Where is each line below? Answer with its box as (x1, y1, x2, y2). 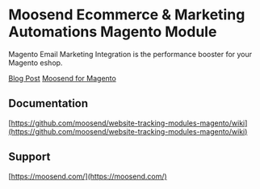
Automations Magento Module (8, 23, 217, 41)
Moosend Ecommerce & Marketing (8, 6, 245, 24)
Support (8, 150, 51, 164)
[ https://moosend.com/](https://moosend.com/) (8, 171, 167, 181)
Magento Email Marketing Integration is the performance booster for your (8, 49, 253, 59)
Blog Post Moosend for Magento (8, 73, 117, 83)
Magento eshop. (8, 58, 63, 68)
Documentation (8, 97, 89, 110)
